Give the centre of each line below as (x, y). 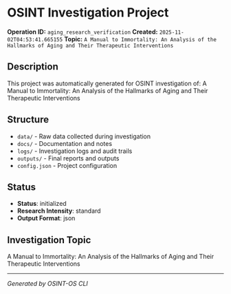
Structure (28, 119)
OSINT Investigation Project (88, 13)
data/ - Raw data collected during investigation (84, 136)
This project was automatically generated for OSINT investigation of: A (107, 83)
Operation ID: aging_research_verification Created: (82, 32)
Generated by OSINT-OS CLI (47, 284)
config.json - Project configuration (67, 165)
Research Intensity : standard (59, 211)
